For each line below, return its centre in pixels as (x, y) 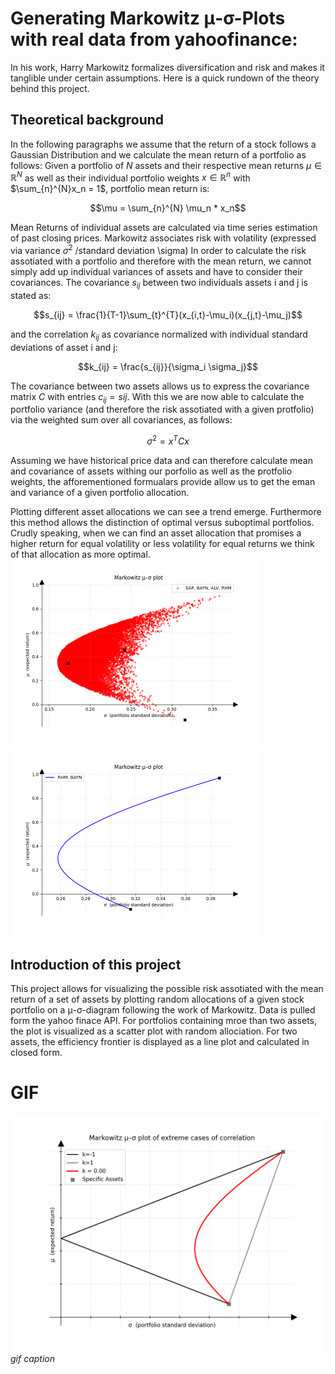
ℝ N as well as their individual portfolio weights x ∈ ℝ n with (130, 177)
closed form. (36, 1052)
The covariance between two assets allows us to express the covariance (160, 386)
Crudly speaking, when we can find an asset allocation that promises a (156, 533)
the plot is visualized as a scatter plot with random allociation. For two (154, 1031)
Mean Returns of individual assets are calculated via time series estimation (164, 228)
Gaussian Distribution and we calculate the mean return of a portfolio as (158, 154)
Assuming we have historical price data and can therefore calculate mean (161, 461)
